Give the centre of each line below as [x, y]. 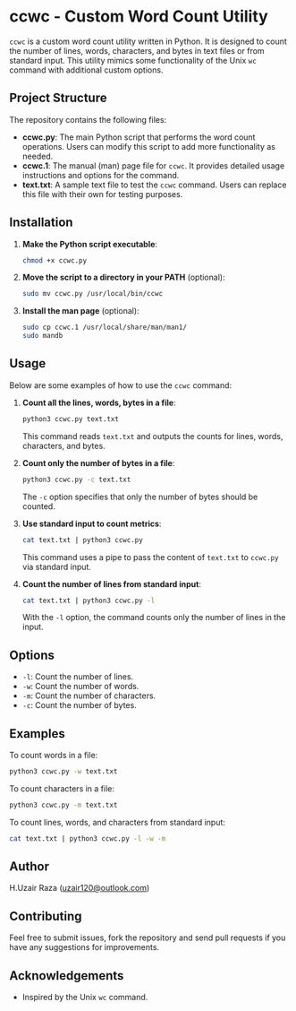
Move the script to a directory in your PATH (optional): [123, 277]
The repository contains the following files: [88, 119]
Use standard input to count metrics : [92, 523]
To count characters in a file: [62, 788]
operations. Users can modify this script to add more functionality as [148, 146]
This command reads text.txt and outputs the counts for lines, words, [152, 436]
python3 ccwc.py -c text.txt [76, 480]
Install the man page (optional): [81, 311]
